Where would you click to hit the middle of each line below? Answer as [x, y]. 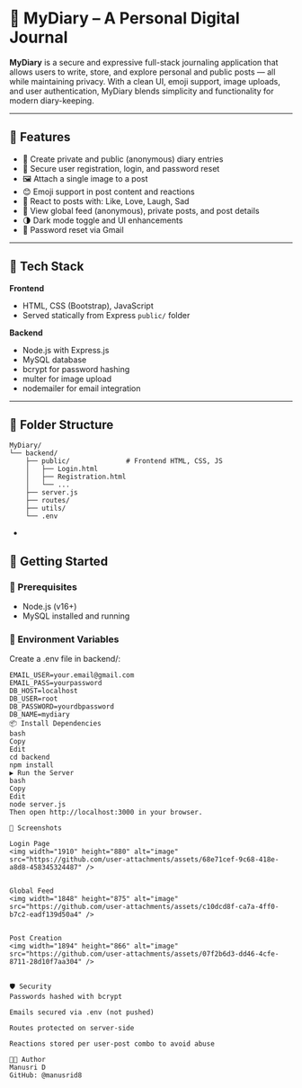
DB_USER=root [34, 699]
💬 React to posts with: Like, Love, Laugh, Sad [106, 201]
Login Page [30, 844]
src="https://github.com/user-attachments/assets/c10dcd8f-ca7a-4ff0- [144, 907]
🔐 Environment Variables [64, 639]
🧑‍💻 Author [28, 1060]
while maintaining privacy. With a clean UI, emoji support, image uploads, [145, 81]
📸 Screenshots [36, 828]
